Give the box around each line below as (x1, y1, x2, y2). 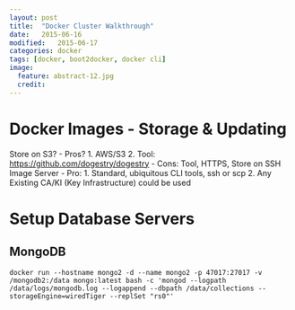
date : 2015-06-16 (9, 30, 82, 39)
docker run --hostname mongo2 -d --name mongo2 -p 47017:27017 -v (9, 268, 263, 277)
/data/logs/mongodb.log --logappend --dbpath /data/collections (9, 284, 255, 293)
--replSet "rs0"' (108, 291, 175, 301)
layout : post (9, 13, 58, 22)
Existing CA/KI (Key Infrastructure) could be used (9, 177, 191, 188)
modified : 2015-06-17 (9, 38, 99, 48)
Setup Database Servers (9, 208, 195, 229)
